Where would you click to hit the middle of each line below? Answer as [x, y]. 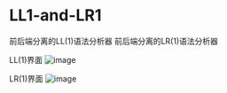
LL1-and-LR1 [55, 15]
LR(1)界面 [26, 78]
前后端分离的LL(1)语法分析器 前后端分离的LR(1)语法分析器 [114, 41]
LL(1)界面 [26, 59]
